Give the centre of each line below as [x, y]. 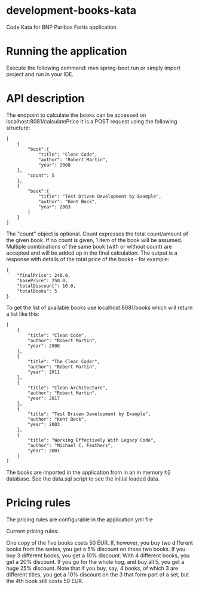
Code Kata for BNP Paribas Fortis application [61, 27]
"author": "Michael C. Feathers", [71, 445]
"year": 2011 [44, 372]
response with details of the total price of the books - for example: [88, 259]
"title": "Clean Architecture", [68, 388]
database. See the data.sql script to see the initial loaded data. [83, 478]
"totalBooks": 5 [37, 291]
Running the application [67, 51]
